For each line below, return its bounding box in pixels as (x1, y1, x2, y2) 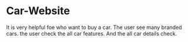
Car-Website (6, 4, 70, 18)
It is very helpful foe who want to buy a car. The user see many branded (6, 24, 182, 31)
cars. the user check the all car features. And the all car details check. (6, 30, 177, 37)
